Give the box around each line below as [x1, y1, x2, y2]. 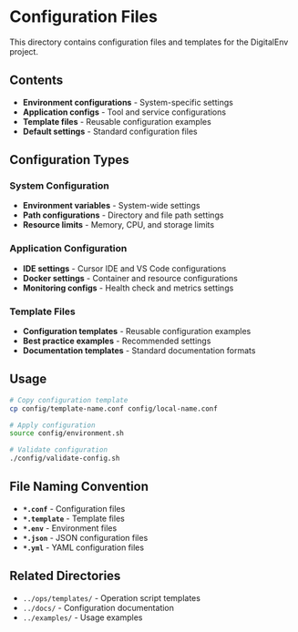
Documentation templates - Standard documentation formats [22, 345, 256, 356]
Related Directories [9, 568, 121, 584]
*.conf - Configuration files [22, 503, 126, 514]
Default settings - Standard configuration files [22, 126, 198, 137]
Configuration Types [9, 152, 129, 168]
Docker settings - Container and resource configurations [22, 272, 239, 283]
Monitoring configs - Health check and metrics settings [22, 282, 234, 293]
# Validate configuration [9, 445, 108, 454]
